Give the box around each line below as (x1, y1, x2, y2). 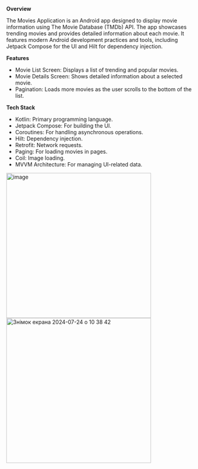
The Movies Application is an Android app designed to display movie (6, 17, 177, 24)
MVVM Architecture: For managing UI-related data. (15, 161, 143, 168)
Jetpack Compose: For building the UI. (15, 122, 111, 129)
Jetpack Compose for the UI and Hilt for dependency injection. (6, 43, 163, 50)
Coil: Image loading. (15, 154, 65, 162)
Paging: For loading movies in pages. (15, 148, 108, 155)
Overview (6, 5, 31, 12)
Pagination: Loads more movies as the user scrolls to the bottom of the (15, 86, 192, 93)
